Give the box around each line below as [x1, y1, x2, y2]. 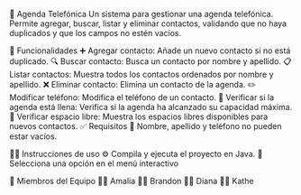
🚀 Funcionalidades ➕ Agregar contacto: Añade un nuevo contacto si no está [9, 45, 291, 56]
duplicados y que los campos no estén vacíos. [9, 28, 182, 38]
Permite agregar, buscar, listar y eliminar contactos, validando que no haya [9, 18, 287, 29]
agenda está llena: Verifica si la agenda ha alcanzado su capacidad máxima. [9, 102, 293, 112]
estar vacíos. [9, 131, 58, 142]
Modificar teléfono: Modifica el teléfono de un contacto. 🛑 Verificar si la [9, 92, 275, 103]
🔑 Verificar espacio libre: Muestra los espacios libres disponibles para [9, 111, 269, 122]
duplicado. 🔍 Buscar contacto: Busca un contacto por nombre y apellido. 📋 [9, 56, 292, 67]
